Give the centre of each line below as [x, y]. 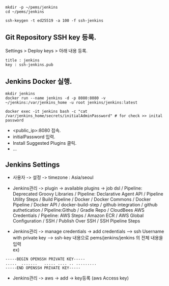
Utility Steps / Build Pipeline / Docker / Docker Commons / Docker [82, 199]
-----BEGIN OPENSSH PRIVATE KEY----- [45, 259]
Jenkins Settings [33, 165]
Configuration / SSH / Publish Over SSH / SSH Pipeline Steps [76, 221]
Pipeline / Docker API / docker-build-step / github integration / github [85, 205]
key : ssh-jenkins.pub [29, 65]
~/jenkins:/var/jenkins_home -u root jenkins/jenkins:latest [72, 102]
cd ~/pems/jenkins [25, 12]
